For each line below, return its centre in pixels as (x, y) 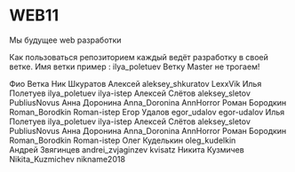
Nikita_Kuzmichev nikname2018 (68, 159)
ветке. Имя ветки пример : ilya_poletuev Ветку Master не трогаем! (135, 66)
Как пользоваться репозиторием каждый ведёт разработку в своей (139, 57)
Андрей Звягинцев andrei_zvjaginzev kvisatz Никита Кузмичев (127, 149)
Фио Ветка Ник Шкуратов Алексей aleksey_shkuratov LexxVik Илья (136, 83)
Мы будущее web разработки (65, 40)
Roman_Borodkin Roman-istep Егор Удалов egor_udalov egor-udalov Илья (147, 112)
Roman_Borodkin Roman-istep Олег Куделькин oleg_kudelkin (123, 140)
